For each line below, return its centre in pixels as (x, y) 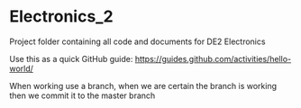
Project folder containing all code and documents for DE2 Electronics (137, 41)
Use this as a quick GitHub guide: (71, 58)
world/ (22, 68)
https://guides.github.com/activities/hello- (213, 58)
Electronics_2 (62, 17)
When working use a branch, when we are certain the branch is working (143, 85)
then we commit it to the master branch (82, 95)
